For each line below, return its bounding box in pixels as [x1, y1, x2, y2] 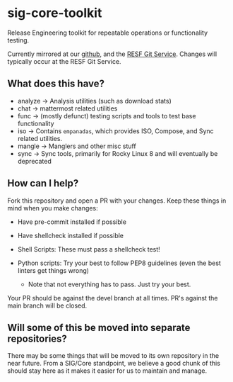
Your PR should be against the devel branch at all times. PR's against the [7, 293, 218, 302]
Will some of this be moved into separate [7, 321, 191, 334]
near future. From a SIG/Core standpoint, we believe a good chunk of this [7, 359, 221, 368]
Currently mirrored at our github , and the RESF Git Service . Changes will [7, 50, 217, 58]
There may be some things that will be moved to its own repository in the [7, 352, 220, 360]
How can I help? [7, 177, 79, 189]
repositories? [7, 332, 67, 344]
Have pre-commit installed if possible [17, 218, 127, 226]
